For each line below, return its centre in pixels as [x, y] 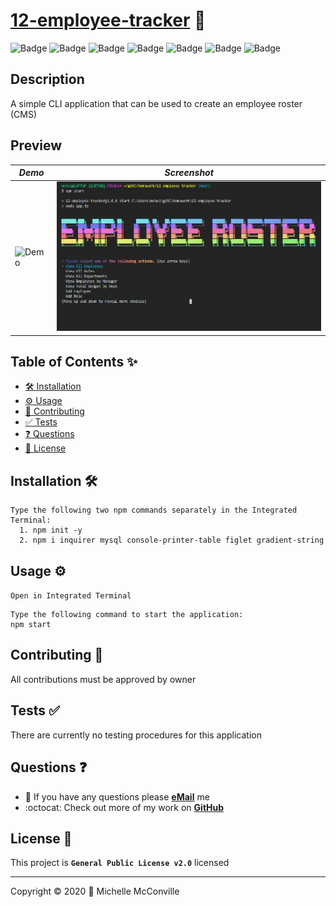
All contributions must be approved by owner [103, 679]
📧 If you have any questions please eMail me [117, 796]
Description [47, 79]
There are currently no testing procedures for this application [136, 735]
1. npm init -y [51, 530]
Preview [36, 145]
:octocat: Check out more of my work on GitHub [124, 807]
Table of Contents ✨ [74, 362]
